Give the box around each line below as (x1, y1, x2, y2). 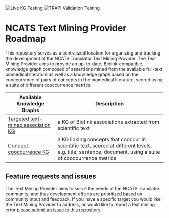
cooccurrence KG (8, 148, 49, 155)
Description (95, 100, 124, 107)
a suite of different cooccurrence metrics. (5, 82, 92, 88)
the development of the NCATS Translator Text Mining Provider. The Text (5, 55, 156, 61)
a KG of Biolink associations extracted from (57, 118, 160, 125)
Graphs (21, 106, 39, 114)
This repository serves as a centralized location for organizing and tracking (5, 49, 161, 56)
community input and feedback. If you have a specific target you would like (5, 196, 161, 202)
